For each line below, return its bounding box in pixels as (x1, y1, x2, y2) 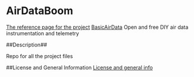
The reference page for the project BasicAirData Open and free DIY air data (6, 24, 189, 31)
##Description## (6, 41, 48, 48)
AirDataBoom (6, 4, 73, 18)
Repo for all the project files (6, 52, 73, 59)
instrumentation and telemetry (6, 29, 79, 36)
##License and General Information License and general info (6, 63, 153, 71)
